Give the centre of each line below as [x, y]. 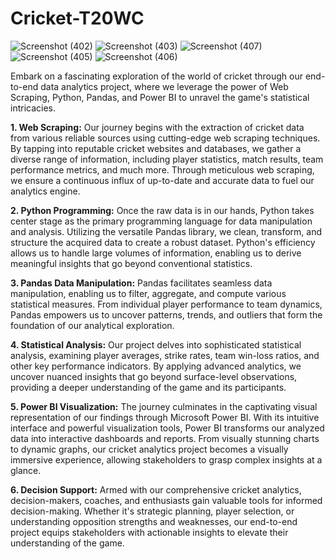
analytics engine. [45, 191]
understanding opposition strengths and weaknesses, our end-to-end [154, 521]
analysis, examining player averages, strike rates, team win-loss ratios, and [165, 355]
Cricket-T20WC [77, 18]
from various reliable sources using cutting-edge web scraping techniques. [165, 138]
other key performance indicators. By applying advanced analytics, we [156, 366]
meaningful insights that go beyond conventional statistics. [131, 263]
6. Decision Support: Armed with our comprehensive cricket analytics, [156, 489]
